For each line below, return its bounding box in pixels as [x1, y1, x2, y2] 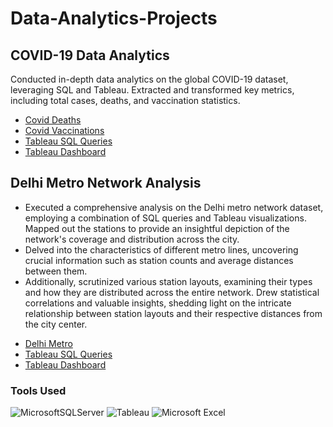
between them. [24, 265, 88, 277]
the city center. [24, 318, 88, 330]
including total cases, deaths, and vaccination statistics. [10, 95, 241, 106]
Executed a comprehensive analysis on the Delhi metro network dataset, [24, 201, 324, 213]
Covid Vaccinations [24, 125, 105, 136]
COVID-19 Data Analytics [10, 47, 170, 64]
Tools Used [10, 383, 67, 397]
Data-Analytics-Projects [10, 7, 218, 30]
